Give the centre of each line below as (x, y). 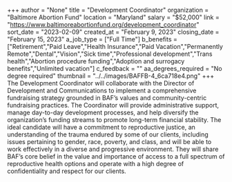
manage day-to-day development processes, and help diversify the (103, 112)
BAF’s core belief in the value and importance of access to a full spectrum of (116, 156)
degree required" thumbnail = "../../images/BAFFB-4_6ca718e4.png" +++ (111, 76)
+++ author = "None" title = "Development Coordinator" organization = (108, 10)
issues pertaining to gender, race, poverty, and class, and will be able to (109, 142)
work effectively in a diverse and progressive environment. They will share (113, 149)
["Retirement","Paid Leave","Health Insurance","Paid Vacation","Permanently (115, 47)
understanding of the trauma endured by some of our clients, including (108, 134)
